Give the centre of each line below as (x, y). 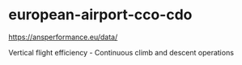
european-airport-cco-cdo (100, 15)
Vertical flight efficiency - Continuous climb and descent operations (121, 52)
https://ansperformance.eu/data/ (63, 37)
